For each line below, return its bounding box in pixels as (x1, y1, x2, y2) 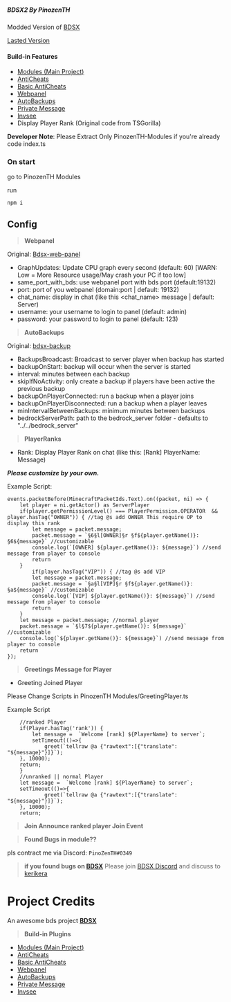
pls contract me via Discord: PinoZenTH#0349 (7, 848, 133, 857)
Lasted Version (7, 36, 50, 44)
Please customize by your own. (7, 469, 100, 477)
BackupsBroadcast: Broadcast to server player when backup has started (17, 355, 225, 363)
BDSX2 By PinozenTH (7, 6, 71, 14)
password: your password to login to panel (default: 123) (17, 315, 178, 323)
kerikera (24, 869, 48, 878)
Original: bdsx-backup (7, 342, 71, 350)
